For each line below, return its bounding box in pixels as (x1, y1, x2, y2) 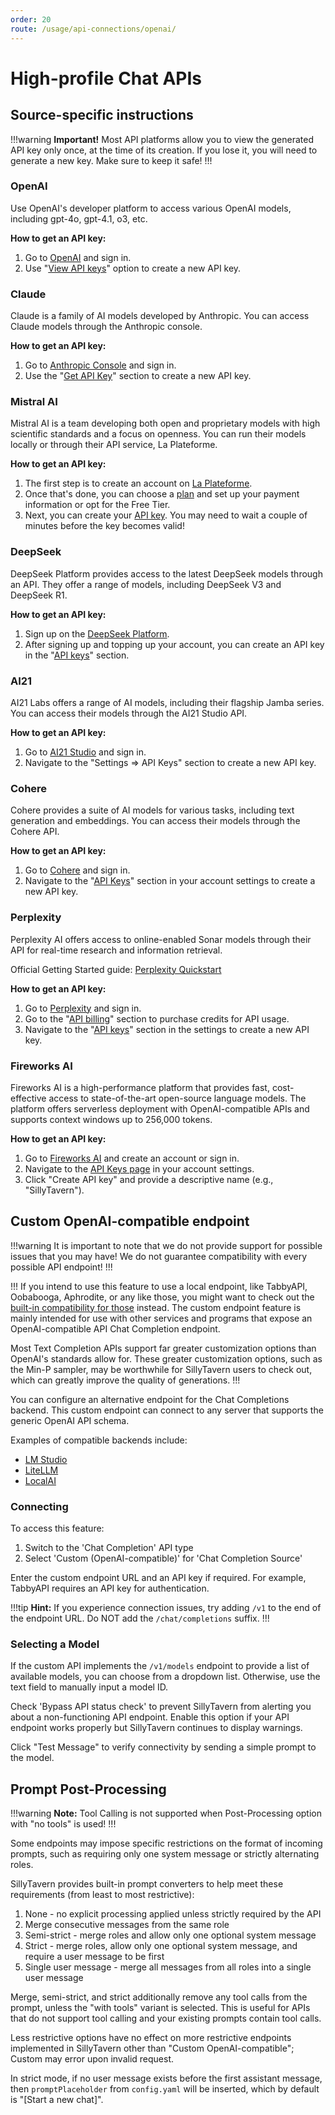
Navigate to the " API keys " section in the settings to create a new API (24, 1023, 310, 1035)
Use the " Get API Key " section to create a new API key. (24, 370, 252, 382)
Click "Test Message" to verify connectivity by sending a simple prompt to (10, 1741, 317, 1753)
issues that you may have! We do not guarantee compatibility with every (10, 1250, 308, 1262)
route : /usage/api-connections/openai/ (10, 24, 177, 34)
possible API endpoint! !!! (10, 1261, 113, 1273)
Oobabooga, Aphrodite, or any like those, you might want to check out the (10, 1291, 315, 1303)
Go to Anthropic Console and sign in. (24, 359, 177, 371)
